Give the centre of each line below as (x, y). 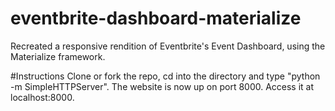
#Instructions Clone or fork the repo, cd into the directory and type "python (165, 76)
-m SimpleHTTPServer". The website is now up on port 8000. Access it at (162, 86)
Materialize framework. (58, 56)
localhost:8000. (42, 97)
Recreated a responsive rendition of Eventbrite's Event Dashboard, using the (168, 46)
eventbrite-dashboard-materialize (156, 18)
